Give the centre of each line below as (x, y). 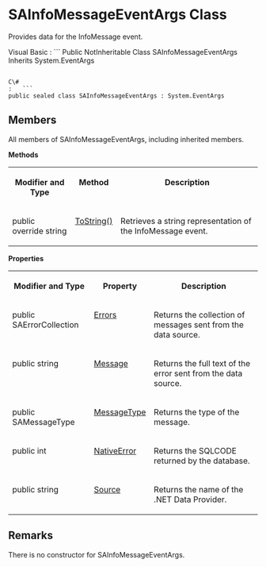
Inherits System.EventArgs (51, 60)
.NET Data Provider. (190, 499)
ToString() (94, 221)
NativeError (115, 450)
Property (120, 286)
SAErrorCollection (46, 325)
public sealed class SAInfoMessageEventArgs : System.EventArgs (116, 96)
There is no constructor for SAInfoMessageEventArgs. (97, 554)
